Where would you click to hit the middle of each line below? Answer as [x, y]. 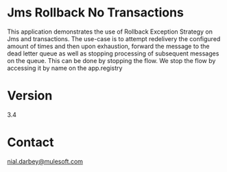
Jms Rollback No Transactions [95, 13]
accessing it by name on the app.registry [65, 68]
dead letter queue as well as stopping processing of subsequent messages [113, 53]
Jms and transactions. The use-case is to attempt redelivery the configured [114, 38]
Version [30, 96]
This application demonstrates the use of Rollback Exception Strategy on [110, 32]
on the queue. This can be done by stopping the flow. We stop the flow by [111, 60]
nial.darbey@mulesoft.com [45, 161]
